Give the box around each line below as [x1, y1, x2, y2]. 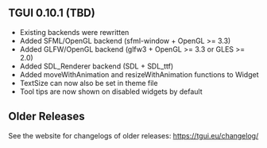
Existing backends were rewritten [19, 27, 130, 37]
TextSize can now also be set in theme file [19, 78, 158, 88]
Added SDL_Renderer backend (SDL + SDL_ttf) [19, 61, 174, 71]
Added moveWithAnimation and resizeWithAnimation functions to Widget [19, 69, 259, 79]
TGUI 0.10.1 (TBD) [8, 6, 95, 20]
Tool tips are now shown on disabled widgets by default [19, 87, 203, 96]
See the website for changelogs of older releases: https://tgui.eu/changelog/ [8, 130, 259, 140]
